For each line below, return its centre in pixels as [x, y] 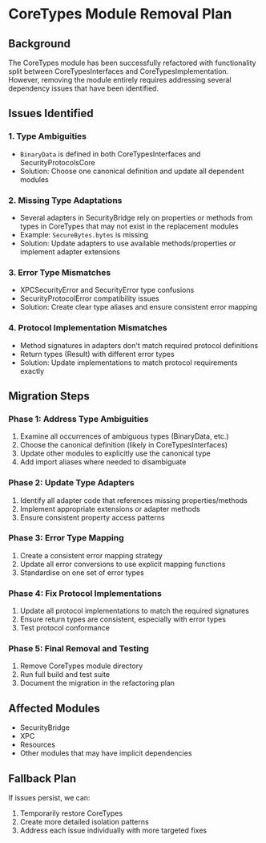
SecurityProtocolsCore [58, 162]
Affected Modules [54, 708]
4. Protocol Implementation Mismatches [88, 328]
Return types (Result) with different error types [97, 354]
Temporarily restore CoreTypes [71, 813]
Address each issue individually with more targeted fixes [113, 830]
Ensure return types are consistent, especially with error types [123, 619]
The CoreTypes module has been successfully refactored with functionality [132, 63]
